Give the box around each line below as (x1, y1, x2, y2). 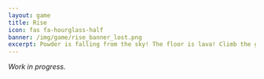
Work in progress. (8, 62, 66, 71)
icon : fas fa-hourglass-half (8, 26, 104, 34)
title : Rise (8, 19, 47, 27)
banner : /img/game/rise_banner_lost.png (8, 33, 143, 41)
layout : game (8, 11, 51, 20)
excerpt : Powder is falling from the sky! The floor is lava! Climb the (8, 41, 251, 48)
